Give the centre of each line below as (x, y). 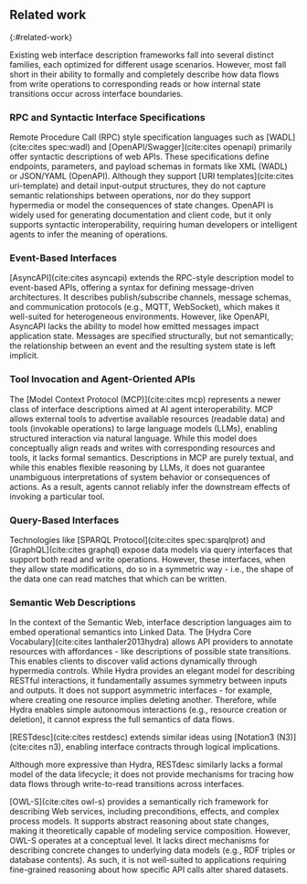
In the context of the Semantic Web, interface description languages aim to (151, 623)
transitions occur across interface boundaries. (96, 93)
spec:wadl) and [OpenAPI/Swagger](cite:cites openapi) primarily (170, 147)
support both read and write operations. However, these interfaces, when (148, 559)
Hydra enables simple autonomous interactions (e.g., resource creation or (148, 710)
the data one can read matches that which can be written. (118, 579)
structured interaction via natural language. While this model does (133, 438)
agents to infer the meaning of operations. (89, 234)
